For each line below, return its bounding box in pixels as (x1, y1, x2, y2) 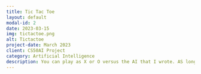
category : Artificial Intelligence (6, 53, 95, 59)
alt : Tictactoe (6, 36, 44, 42)
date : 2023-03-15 (6, 25, 50, 32)
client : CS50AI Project (6, 48, 66, 54)
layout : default (6, 14, 47, 20)
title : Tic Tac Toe (6, 8, 55, 15)
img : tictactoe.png (6, 31, 55, 37)
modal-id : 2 (6, 20, 36, 26)
